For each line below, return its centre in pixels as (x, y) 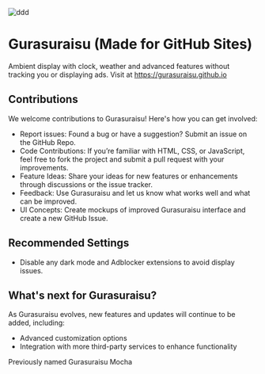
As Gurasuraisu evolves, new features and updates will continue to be (122, 315)
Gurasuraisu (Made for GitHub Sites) (131, 44)
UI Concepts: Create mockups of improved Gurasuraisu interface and (133, 209)
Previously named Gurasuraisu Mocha (70, 362)
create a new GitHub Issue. (64, 218)
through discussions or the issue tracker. (86, 184)
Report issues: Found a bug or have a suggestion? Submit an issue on (133, 134)
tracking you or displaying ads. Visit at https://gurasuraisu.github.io (117, 74)
